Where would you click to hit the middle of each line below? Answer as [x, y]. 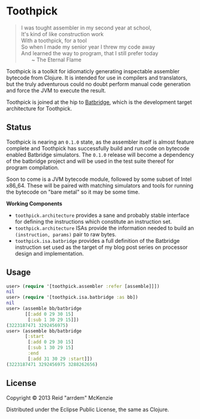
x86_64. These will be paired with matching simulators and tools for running [100, 185]
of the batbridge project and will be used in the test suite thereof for [90, 161]
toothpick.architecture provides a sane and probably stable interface [102, 215]
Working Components [34, 203]
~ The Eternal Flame [56, 60]
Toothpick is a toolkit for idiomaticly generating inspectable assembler [93, 71]
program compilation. [33, 167]
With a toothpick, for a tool [54, 40]
